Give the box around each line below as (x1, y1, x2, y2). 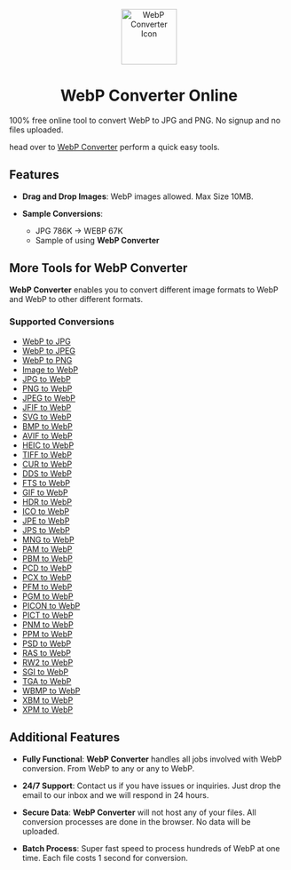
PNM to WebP (21, 619, 74, 630)
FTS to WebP (21, 477, 71, 488)
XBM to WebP (21, 694, 74, 706)
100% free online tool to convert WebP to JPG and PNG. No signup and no (9, 115, 281, 125)
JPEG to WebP (21, 392, 76, 403)
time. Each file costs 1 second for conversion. (21, 852, 188, 863)
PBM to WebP (21, 553, 74, 563)
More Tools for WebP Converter (9, 260, 188, 275)
